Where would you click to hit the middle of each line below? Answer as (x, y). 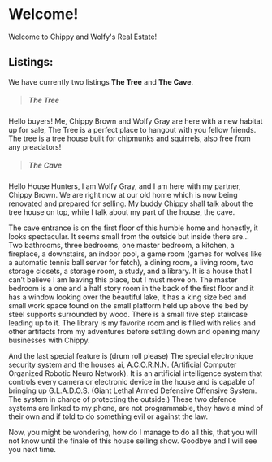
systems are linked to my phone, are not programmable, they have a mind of (136, 408)
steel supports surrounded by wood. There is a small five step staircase (128, 314)
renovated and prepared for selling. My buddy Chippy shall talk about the (131, 203)
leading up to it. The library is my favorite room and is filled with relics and (132, 323)
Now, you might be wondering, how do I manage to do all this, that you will (133, 432)
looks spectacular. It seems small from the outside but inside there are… (129, 236)
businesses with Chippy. (50, 340)
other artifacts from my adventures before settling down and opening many (134, 331)
